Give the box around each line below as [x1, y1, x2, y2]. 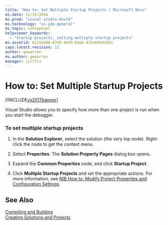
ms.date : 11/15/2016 [5, 12, 49, 17]
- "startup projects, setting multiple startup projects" [10, 36, 134, 41]
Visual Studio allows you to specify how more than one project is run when [5, 106, 159, 113]
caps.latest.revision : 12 [5, 45, 59, 50]
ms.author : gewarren [5, 54, 49, 59]
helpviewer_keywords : [5, 31, 51, 36]
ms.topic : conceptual [5, 26, 51, 31]
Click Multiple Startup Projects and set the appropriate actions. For [12, 170, 153, 176]
